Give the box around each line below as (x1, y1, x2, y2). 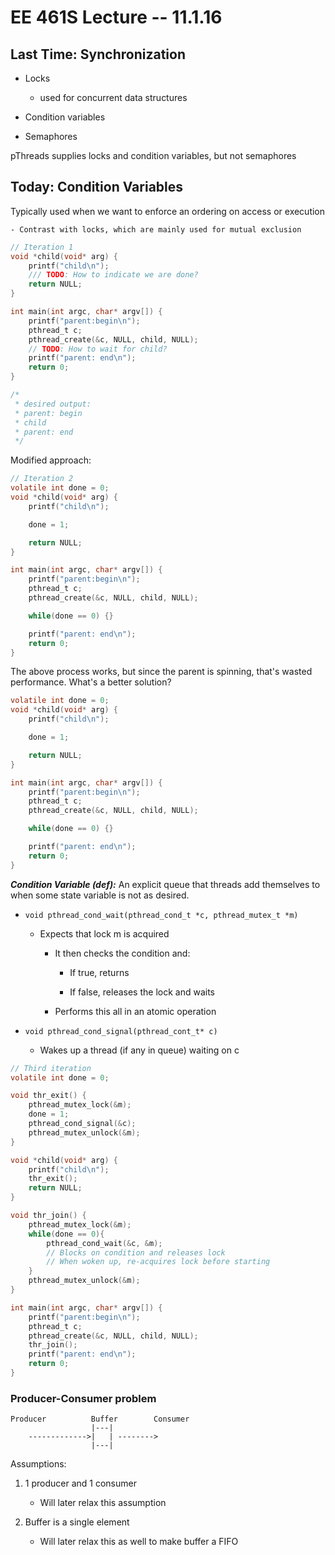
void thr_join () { (10, 1211, 87, 1221)
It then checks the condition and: (54, 947, 191, 959)
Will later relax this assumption (39, 1497, 167, 1509)
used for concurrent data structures (39, 92, 188, 103)
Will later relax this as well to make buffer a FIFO (39, 1536, 239, 1548)
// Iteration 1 (10, 242, 74, 252)
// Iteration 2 (10, 474, 74, 484)
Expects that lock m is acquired (39, 927, 170, 940)
